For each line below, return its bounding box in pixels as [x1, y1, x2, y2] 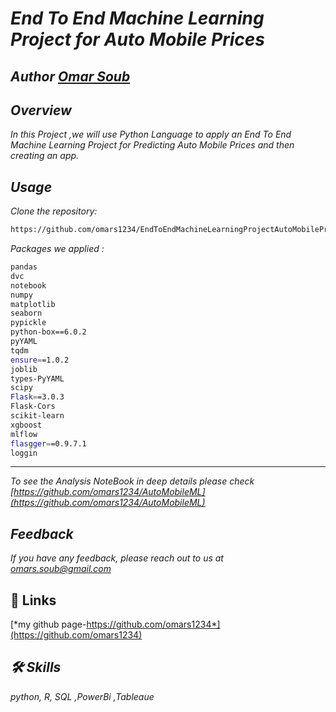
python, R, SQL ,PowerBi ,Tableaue [10, 690, 155, 702]
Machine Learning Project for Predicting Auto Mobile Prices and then [10, 139, 295, 151]
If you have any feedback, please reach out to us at [10, 552, 224, 564]
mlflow [10, 429, 38, 439]
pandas [10, 262, 38, 272]
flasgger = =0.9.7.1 [10, 438, 87, 449]
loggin [10, 448, 38, 458]
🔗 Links [10, 592, 57, 609]
